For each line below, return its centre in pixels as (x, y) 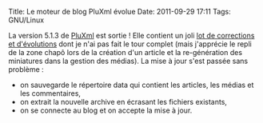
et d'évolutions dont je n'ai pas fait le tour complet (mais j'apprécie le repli (130, 44)
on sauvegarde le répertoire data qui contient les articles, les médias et (137, 85)
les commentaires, (50, 93)
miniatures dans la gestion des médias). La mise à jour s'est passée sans (128, 61)
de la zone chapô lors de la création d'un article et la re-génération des (125, 52)
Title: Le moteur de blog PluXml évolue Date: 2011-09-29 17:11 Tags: (120, 12)
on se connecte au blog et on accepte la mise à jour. (106, 110)
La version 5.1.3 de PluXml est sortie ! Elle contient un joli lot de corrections (131, 36)
